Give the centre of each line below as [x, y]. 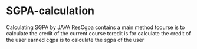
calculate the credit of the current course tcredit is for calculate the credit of [98, 33]
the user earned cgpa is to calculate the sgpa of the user [75, 40]
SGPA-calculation [50, 11]
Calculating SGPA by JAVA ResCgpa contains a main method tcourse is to [96, 27]
